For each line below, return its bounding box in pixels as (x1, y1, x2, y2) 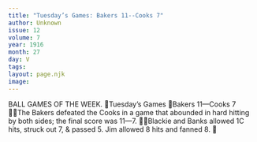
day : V (8, 56, 30, 64)
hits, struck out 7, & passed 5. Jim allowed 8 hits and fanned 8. (8, 124, 211, 134)
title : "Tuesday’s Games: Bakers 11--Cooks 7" (8, 11, 164, 20)
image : (8, 77, 30, 85)
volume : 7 (8, 33, 41, 42)
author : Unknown (8, 19, 61, 27)
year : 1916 (8, 41, 44, 49)
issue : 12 (8, 26, 41, 34)
